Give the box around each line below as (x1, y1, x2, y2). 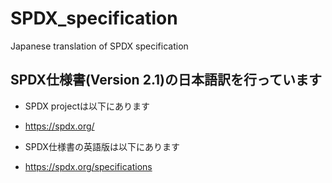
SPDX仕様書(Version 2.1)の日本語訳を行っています (10, 72, 322, 89)
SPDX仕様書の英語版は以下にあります (24, 140, 180, 152)
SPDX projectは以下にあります (24, 100, 150, 112)
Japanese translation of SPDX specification (10, 40, 189, 52)
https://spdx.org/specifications (24, 160, 153, 172)
